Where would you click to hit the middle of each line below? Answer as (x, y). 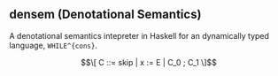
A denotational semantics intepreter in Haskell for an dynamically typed (139, 35)
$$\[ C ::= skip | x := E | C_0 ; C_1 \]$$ (149, 62)
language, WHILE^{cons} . (53, 45)
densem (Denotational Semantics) (105, 15)
